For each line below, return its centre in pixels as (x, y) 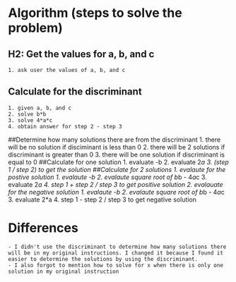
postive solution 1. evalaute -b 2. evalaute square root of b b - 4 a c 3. (107, 177)
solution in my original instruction (64, 271)
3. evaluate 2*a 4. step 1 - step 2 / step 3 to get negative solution (102, 200)
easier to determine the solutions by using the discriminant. (103, 259)
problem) (35, 28)
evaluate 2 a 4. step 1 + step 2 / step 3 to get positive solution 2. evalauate (116, 184)
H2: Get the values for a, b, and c (81, 54)
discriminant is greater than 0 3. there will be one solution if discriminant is (117, 154)
